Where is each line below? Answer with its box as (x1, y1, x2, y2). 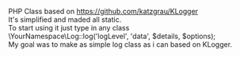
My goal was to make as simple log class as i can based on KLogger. (8, 40, 232, 49)
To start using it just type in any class (8, 23, 130, 32)
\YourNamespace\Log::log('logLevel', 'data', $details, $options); (8, 31, 216, 41)
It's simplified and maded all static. (8, 15, 122, 24)
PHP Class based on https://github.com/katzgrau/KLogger (8, 7, 199, 16)
